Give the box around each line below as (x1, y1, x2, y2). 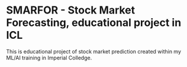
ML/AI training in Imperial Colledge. (6, 54, 92, 61)
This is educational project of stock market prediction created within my (6, 48, 182, 55)
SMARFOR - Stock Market (6, 4, 136, 17)
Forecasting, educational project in (6, 16, 182, 29)
